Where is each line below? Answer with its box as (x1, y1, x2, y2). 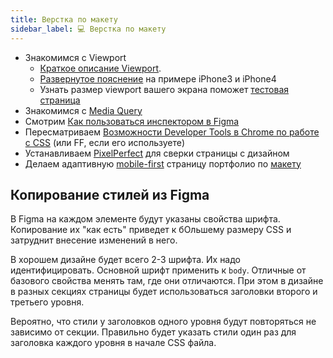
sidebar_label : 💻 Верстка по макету (10, 24, 167, 34)
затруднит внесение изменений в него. (10, 234, 178, 246)
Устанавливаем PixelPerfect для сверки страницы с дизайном (24, 147, 290, 159)
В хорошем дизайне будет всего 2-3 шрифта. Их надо (10, 254, 241, 266)
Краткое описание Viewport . (39, 62, 162, 74)
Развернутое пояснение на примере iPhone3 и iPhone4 (39, 72, 277, 85)
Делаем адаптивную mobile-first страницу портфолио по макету (24, 157, 302, 170)
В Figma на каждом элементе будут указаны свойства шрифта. (10, 213, 281, 225)
